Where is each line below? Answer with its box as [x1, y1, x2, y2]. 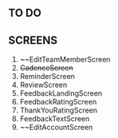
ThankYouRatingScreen [19, 105, 98, 115]
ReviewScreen [19, 80, 68, 90]
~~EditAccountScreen [19, 123, 93, 132]
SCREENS [8, 34, 58, 47]
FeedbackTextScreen [19, 114, 90, 124]
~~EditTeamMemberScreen [19, 55, 111, 65]
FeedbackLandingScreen [19, 89, 103, 98]
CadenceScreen [19, 63, 73, 73]
